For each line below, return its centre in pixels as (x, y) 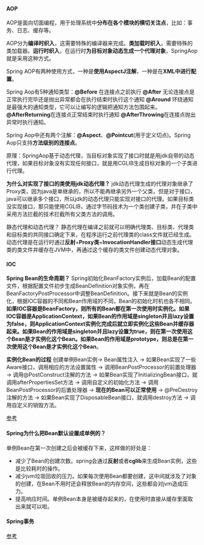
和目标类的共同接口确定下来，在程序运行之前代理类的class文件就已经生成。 (101, 235)
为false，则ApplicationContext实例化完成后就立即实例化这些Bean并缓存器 (100, 324)
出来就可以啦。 (34, 506)
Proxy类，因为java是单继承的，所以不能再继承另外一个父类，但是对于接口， (101, 191)
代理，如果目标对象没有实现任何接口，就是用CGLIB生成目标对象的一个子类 (99, 163)
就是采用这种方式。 (30, 58)
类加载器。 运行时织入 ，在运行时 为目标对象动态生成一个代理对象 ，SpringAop (102, 51)
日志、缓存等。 (36, 30)
